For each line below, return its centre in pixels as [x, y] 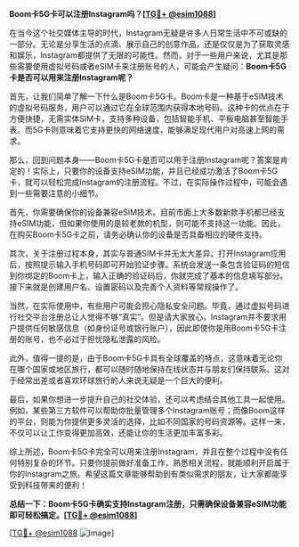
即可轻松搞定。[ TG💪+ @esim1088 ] [73, 515]
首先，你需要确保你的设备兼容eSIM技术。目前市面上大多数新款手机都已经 [143, 212]
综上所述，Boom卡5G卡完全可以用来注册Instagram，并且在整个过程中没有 [145, 452]
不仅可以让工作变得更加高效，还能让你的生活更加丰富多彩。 [118, 433]
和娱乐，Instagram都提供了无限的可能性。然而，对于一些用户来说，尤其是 [145, 55]
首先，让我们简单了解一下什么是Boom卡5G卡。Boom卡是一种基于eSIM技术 [146, 96]
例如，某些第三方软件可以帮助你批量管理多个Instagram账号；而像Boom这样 [148, 410]
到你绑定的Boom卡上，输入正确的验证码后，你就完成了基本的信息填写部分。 [149, 276]
